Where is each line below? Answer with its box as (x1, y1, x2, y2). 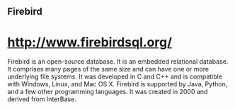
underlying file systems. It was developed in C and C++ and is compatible (7, 72, 223, 81)
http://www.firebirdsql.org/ (7, 34, 172, 50)
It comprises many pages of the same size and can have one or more (7, 65, 210, 74)
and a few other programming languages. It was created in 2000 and (7, 88, 208, 96)
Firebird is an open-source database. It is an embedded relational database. (7, 57, 229, 66)
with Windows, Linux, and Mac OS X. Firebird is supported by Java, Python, (7, 80, 228, 88)
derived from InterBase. (7, 95, 76, 103)
